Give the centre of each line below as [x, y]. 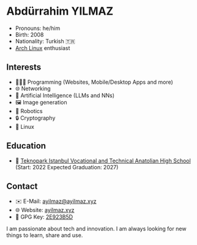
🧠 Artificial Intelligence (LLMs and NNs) [65, 95]
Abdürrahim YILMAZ [60, 11]
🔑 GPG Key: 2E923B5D [44, 217]
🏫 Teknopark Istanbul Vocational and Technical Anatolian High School [103, 161]
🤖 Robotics [29, 111]
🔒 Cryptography [35, 118]
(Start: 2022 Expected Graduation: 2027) [67, 167]
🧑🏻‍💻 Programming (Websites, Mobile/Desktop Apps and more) [94, 82]
